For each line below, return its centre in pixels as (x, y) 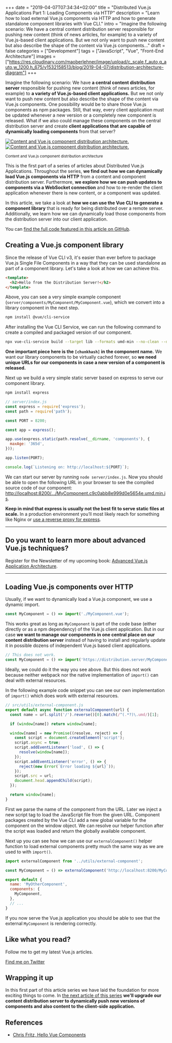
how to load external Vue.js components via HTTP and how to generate (81, 18)
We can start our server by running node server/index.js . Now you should (84, 477)
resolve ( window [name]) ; (44, 752)
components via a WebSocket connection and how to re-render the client (84, 187)
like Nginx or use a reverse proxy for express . (53, 519)
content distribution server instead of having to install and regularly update (85, 640)
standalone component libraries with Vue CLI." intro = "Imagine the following (86, 24)
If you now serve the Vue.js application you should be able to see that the (83, 918)
